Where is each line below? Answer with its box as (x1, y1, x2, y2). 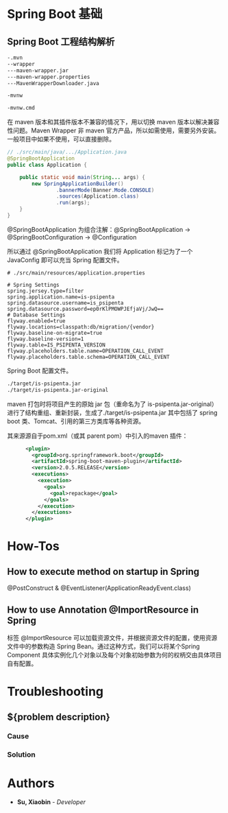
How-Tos (7, 539, 60, 554)
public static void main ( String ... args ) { (19, 174, 146, 180)
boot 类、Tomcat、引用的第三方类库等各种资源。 (7, 416, 145, 425)
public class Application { (7, 161, 88, 168)
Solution (7, 750, 36, 759)
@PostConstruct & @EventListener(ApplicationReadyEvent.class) (7, 584, 192, 592)
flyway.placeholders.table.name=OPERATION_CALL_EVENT (7, 347, 164, 354)
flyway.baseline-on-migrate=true (7, 329, 103, 336)
